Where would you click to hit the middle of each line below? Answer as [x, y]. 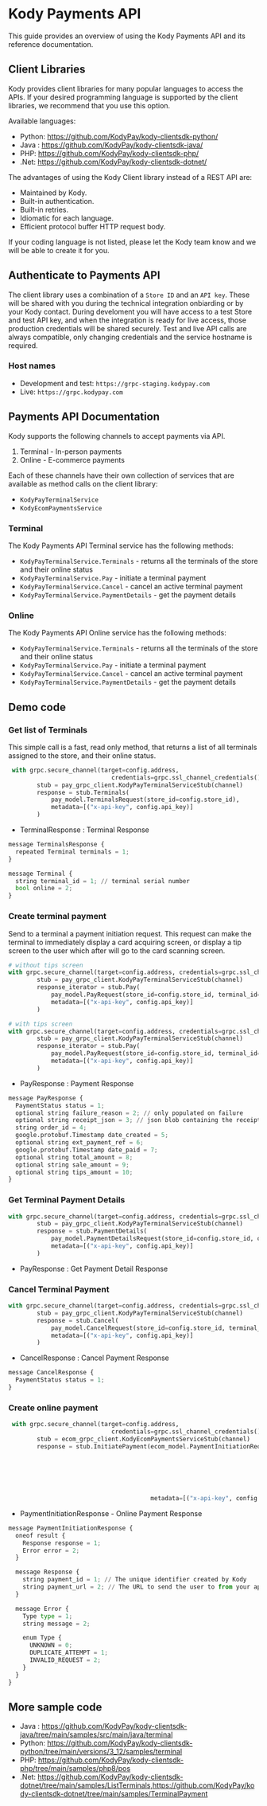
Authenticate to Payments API [84, 276]
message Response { [48, 1572]
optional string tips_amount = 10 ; [74, 1172]
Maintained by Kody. [53, 193]
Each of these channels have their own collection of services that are [121, 475]
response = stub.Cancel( [78, 1320]
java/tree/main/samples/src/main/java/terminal [96, 1735]
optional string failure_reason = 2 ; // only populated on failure [130, 1113]
